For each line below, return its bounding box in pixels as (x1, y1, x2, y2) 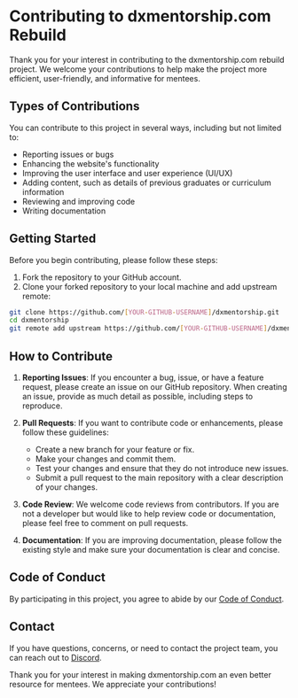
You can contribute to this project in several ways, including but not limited (9, 122, 282, 133)
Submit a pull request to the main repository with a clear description (35, 472, 284, 483)
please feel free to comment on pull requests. (21, 518, 189, 528)
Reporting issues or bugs (21, 149, 114, 159)
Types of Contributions (9, 99, 140, 114)
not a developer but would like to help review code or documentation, (21, 508, 277, 519)
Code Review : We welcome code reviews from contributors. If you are (21, 499, 279, 509)
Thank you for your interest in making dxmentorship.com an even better (9, 669, 272, 679)
